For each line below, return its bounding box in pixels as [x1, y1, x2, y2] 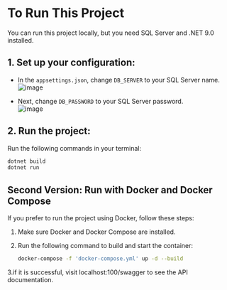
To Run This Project [7, 5, 125, 21]
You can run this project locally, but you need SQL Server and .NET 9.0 [7, 28, 214, 37]
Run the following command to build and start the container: [17, 242, 194, 250]
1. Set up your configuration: [7, 57, 136, 69]
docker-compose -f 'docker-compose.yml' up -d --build [17, 255, 184, 262]
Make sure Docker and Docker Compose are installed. [17, 227, 176, 236]
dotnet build [7, 158, 46, 165]
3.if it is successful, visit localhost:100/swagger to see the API [7, 268, 188, 276]
